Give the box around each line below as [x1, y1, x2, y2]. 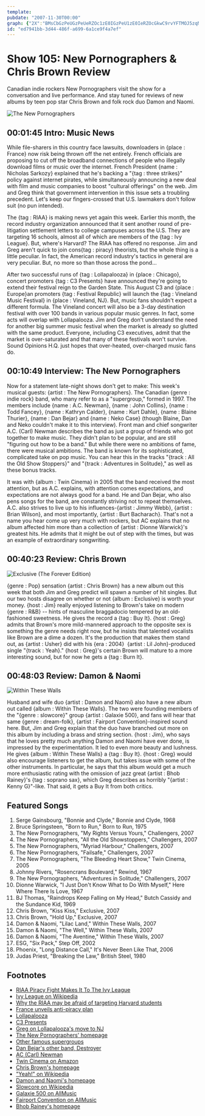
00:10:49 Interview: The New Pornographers [7, 366, 181, 376]
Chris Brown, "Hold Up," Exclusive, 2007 [15, 914, 117, 921]
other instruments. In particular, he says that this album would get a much [7, 763, 191, 771]
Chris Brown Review [7, 65, 111, 79]
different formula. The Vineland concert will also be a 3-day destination [7, 303, 186, 311]
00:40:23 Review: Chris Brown [7, 554, 127, 564]
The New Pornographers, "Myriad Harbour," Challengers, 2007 [15, 843, 174, 850]
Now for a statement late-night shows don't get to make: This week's [7, 382, 180, 390]
